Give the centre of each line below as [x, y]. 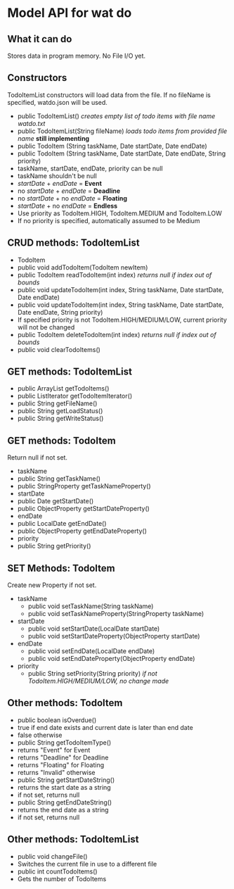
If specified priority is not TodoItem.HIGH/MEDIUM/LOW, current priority [122, 320]
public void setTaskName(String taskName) [91, 606]
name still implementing [53, 138]
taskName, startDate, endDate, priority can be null [90, 168]
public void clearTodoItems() [59, 349]
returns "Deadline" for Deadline [63, 757]
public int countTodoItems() [57, 871]
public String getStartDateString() [66, 780]
